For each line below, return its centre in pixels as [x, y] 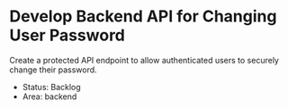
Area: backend [49, 96]
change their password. [53, 70]
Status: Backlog [51, 87]
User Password [67, 35]
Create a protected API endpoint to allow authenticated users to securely [144, 60]
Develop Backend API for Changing [143, 17]
